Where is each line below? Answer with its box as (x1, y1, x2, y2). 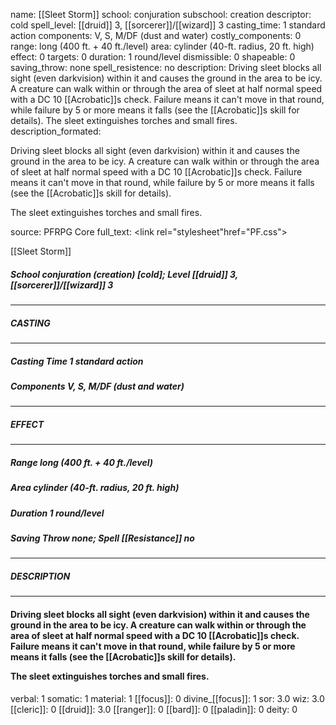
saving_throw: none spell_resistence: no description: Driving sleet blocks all (10, 62, 322, 73)
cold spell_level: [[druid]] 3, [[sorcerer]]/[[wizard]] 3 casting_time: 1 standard (10, 19, 326, 31)
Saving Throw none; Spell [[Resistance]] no (10, 532, 195, 544)
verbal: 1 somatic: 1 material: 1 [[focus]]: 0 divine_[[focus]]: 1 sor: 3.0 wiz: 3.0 (10, 692, 325, 704)
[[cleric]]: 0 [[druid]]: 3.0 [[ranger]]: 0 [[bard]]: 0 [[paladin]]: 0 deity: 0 (10, 703, 298, 715)
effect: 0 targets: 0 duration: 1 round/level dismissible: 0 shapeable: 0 (10, 51, 296, 63)
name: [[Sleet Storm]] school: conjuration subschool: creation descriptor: (10, 9, 312, 20)
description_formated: (10, 125, 102, 137)
